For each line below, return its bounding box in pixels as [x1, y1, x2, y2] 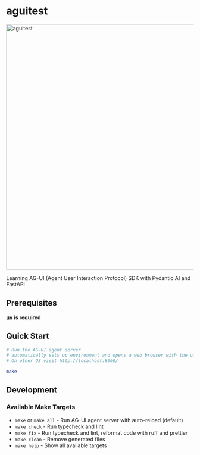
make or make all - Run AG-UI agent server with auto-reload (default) [14, 416, 183, 423]
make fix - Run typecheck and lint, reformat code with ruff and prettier [14, 429, 188, 436]
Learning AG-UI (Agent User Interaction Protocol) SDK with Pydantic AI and [6, 274, 191, 281]
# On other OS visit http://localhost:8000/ [6, 358, 118, 364]
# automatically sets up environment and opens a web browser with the [6, 353, 187, 359]
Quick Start [6, 331, 49, 341]
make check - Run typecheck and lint [14, 423, 104, 430]
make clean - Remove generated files [14, 435, 105, 442]
